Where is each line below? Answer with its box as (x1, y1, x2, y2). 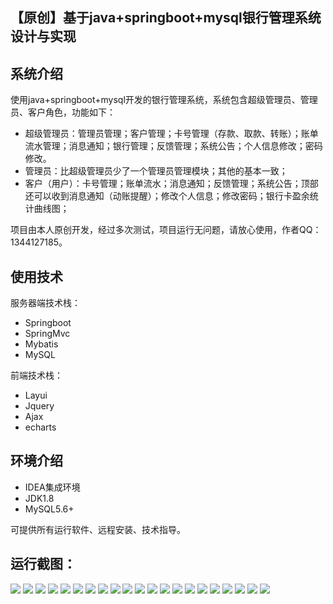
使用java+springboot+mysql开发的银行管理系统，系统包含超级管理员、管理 (10, 94, 318, 106)
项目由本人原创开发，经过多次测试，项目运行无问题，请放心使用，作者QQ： (10, 224, 322, 236)
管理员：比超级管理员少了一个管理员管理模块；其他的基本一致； (24, 165, 288, 177)
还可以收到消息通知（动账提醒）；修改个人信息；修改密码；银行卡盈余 (24, 190, 310, 202)
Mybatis (24, 338, 59, 350)
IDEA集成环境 (24, 481, 81, 493)
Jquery (24, 400, 55, 412)
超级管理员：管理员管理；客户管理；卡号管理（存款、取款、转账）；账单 (24, 128, 319, 140)
